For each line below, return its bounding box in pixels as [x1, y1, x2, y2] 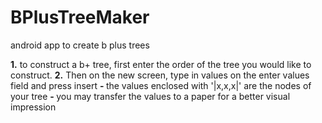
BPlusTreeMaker [10, 6, 150, 29]
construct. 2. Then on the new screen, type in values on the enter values [10, 69, 310, 81]
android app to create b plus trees [10, 39, 150, 51]
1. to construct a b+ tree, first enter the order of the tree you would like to [10, 58, 312, 70]
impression [10, 101, 57, 113]
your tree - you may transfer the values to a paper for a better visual [10, 90, 291, 102]
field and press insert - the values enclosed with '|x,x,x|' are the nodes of [10, 79, 312, 91]
